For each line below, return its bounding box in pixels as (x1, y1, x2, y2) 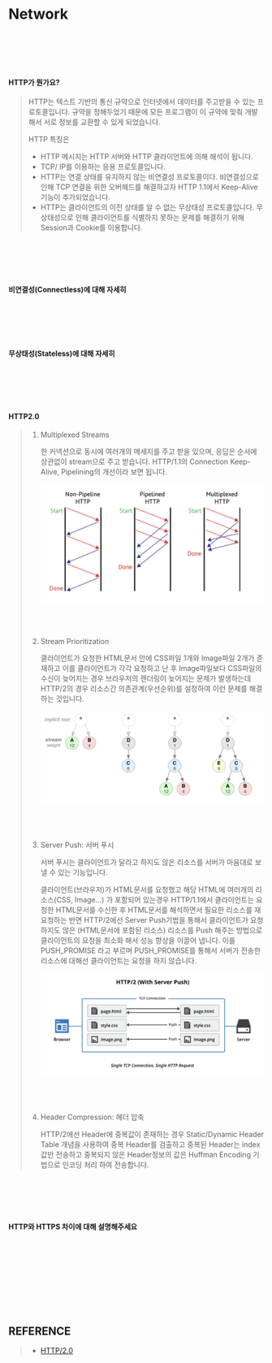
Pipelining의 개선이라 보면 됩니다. (60, 466, 168, 476)
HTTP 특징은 (28, 135, 70, 145)
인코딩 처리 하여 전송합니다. (62, 1160, 149, 1170)
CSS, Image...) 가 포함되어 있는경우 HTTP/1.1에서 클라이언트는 (56, 894, 254, 904)
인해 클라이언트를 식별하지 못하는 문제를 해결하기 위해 (75, 213, 245, 223)
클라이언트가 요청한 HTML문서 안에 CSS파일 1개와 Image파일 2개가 (40, 653, 255, 663)
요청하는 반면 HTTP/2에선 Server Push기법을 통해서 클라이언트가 (40, 915, 249, 924)
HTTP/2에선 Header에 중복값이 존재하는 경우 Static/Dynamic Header (40, 1130, 265, 1140)
